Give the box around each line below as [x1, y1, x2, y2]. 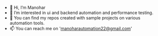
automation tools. [9, 20, 45, 26]
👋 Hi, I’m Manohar [9, 5, 46, 10]
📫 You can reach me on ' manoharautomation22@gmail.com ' [9, 26, 132, 31]
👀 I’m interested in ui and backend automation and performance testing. [9, 10, 154, 16]
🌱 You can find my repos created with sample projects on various [9, 15, 140, 20]
